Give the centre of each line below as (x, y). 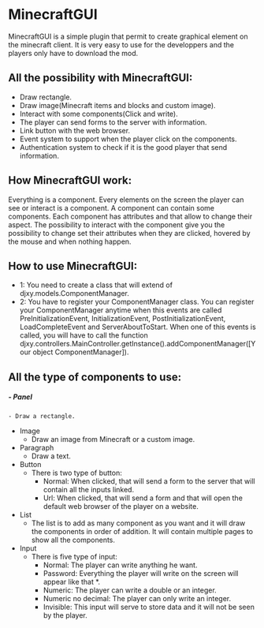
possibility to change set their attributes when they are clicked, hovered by (129, 233)
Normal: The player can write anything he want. (120, 565)
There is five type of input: (74, 556)
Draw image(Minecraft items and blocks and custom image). (117, 105)
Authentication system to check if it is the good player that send (123, 147)
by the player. (65, 615)
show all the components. (73, 540)
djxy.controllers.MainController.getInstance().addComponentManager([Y (138, 344)
